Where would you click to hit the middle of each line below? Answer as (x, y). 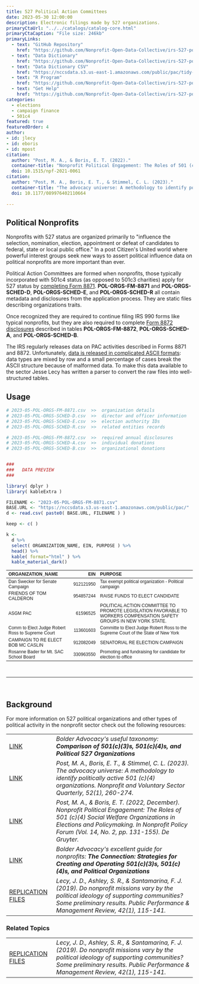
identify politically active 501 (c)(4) (106, 778)
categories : (21, 99)
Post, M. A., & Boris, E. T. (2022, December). (118, 802)
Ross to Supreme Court (32, 633)
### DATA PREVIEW (30, 470)
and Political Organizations (110, 872)
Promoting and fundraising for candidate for (142, 652)
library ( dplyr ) (28, 486)
